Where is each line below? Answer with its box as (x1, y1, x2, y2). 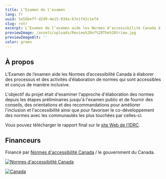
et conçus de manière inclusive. (5, 81, 70, 87)
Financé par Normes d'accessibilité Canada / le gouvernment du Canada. (5, 149, 155, 155)
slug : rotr (5, 21, 28, 26)
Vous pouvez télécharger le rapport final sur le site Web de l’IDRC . (5, 122, 140, 128)
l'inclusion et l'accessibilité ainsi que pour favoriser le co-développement (5, 107, 155, 113)
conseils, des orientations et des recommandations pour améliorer (5, 102, 141, 108)
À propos (5, 58, 34, 66)
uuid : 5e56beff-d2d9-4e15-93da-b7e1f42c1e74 (5, 16, 99, 21)
